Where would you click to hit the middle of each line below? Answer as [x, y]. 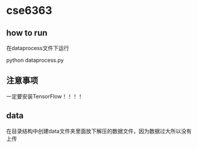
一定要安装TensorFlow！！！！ [45, 96]
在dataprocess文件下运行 [38, 48]
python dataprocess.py [35, 60]
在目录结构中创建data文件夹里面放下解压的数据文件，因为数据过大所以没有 [99, 131]
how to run [27, 33]
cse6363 [29, 11]
